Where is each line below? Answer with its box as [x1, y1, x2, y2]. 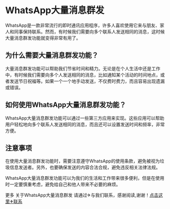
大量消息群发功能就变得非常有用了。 [5, 35, 81, 41]
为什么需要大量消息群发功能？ [5, 51, 99, 60]
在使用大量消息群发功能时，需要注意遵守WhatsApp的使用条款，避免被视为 [5, 158, 160, 164]
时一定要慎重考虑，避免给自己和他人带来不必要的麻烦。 [5, 181, 120, 187]
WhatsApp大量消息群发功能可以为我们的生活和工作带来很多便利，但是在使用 [5, 175, 164, 181]
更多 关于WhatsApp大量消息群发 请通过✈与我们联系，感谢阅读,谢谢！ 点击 [5, 192, 159, 198]
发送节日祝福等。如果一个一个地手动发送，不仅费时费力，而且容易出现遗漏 [9, 78, 165, 84]
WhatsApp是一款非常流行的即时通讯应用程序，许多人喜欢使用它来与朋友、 [5, 22, 160, 28]
